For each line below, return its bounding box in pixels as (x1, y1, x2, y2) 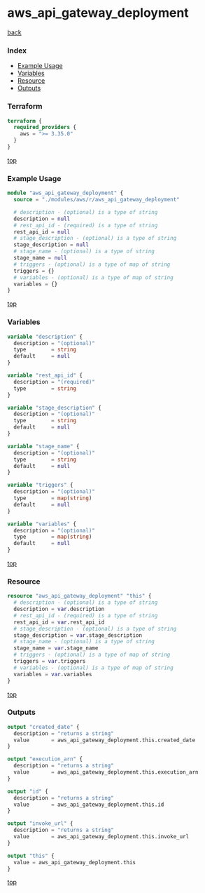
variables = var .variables (13, 671, 92, 678)
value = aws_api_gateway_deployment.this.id (13, 801, 164, 808)
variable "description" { (7, 333, 83, 340)
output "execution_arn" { (7, 756, 83, 763)
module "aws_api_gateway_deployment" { (7, 189, 124, 197)
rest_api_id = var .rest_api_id (13, 619, 105, 626)
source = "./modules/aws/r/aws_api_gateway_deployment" (13, 196, 180, 203)
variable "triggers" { (7, 482, 73, 489)
